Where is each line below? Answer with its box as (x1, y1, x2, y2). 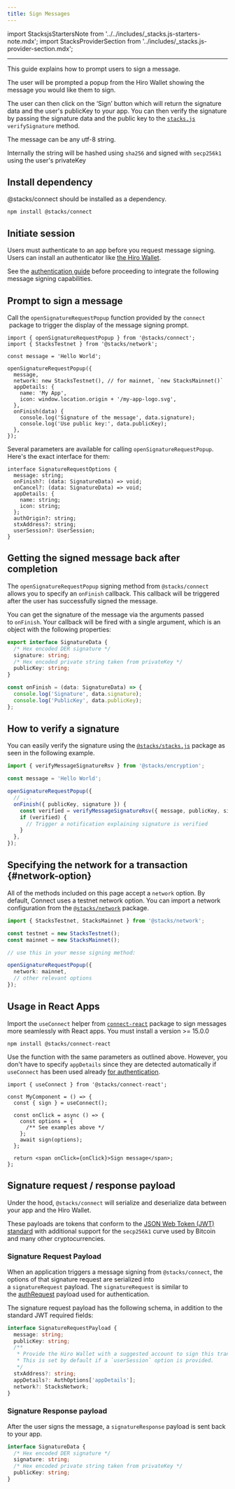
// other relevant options (13, 975, 92, 982)
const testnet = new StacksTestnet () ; (7, 930, 120, 937)
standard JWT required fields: (7, 1311, 94, 1319)
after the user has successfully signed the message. (7, 596, 158, 605)
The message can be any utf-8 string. (7, 135, 116, 144)
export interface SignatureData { (7, 638, 108, 645)
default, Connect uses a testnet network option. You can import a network (7, 896, 221, 905)
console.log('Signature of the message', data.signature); (20, 414, 196, 421)
